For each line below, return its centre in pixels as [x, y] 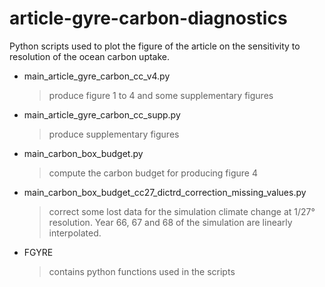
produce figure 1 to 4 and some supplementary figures [161, 95]
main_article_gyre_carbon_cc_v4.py [97, 76]
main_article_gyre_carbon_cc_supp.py [102, 114]
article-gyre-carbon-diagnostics [148, 18]
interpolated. [75, 233]
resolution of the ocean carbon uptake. [90, 56]
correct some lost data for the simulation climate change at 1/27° [182, 211]
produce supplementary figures [114, 134]
